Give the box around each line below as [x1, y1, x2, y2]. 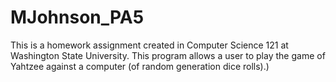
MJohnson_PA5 [10, 6, 145, 29]
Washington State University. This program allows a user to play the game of [10, 49, 326, 61]
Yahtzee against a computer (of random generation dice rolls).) [10, 60, 270, 72]
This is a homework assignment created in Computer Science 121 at [10, 39, 289, 51]
